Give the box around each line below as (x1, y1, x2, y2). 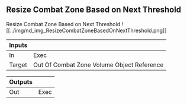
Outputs (9, 77, 33, 86)
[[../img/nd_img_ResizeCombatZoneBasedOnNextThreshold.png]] (6, 27, 167, 34)
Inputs (9, 41, 28, 49)
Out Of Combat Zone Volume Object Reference (33, 61, 164, 69)
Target (9, 61, 28, 69)
